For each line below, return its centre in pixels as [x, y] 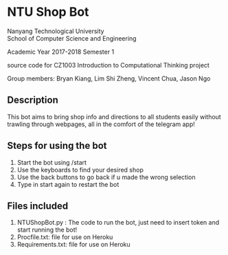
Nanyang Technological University [56, 31]
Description [33, 100]
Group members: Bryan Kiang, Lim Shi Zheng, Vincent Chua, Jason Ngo [109, 78]
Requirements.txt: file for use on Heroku [73, 245]
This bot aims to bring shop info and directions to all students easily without [114, 116]
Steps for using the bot [57, 146]
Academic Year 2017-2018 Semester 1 [61, 52]
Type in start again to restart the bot [68, 184]
